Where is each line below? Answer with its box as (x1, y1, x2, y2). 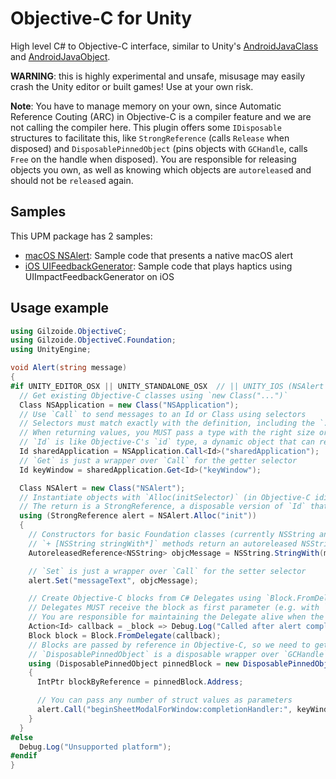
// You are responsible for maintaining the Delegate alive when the (28, 612, 325, 622)
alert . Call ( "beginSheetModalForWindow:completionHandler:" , (36, 705, 293, 715)
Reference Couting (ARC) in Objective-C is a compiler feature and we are (10, 110, 312, 122)
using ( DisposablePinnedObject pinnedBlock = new (28, 658, 240, 669)
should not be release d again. (10, 174, 134, 186)
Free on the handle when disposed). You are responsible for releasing (10, 153, 297, 165)
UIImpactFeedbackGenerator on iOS (24, 270, 175, 282)
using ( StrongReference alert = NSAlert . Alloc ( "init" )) (19, 511, 257, 521)
